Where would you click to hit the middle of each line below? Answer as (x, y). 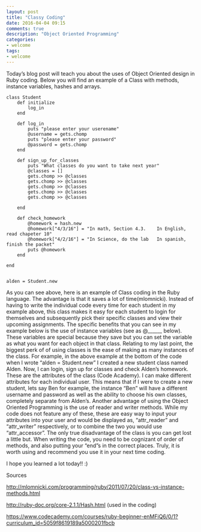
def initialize (36, 103)
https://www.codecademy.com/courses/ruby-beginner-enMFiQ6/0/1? (92, 516)
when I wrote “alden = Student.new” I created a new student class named (97, 362)
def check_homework (41, 218)
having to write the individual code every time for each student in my (91, 305)
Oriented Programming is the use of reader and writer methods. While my (97, 407)
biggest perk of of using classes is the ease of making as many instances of (100, 349)
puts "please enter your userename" (73, 129)
